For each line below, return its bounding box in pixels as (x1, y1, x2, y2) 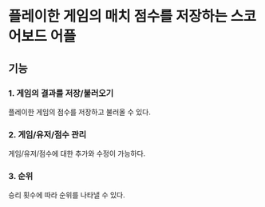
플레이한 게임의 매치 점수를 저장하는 (8, 7, 227, 26)
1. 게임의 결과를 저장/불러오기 (8, 87, 114, 98)
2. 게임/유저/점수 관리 (8, 129, 87, 140)
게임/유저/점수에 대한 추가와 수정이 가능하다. (8, 149, 146, 158)
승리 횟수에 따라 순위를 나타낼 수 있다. (8, 190, 125, 200)
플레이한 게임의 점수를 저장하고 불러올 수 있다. (8, 107, 152, 117)
